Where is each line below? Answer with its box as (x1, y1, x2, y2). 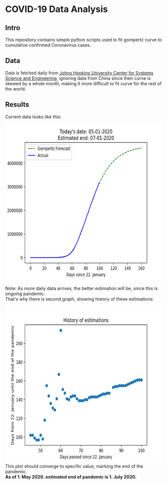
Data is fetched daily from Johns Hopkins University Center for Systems (5, 70, 153, 76)
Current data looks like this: (5, 114, 61, 120)
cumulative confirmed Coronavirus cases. (5, 42, 91, 48)
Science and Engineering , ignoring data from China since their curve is (5, 75, 151, 81)
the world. (5, 86, 26, 92)
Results (5, 100, 29, 109)
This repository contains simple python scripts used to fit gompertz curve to (5, 37, 162, 43)
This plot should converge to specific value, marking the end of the (5, 463, 143, 469)
